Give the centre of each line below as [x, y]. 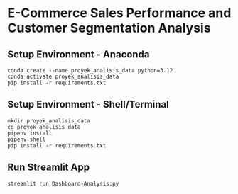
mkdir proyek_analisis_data [49, 121]
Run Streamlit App [49, 167]
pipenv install [30, 133]
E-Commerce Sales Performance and [119, 13]
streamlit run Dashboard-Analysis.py [63, 183]
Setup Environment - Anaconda [79, 54]
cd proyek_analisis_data [44, 127]
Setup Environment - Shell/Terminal [88, 104]
